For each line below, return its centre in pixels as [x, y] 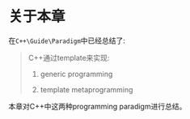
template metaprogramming [87, 89]
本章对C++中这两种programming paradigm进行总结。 [97, 106]
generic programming [76, 74]
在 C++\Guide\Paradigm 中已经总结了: [67, 40]
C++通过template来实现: [69, 57]
